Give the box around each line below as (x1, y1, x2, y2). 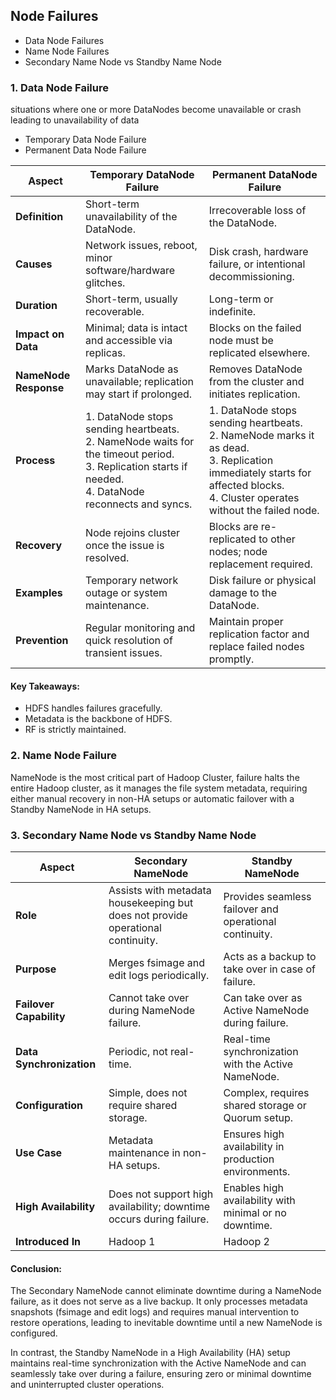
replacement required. (208, 557, 313, 571)
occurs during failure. (108, 1212, 210, 1226)
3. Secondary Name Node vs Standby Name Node (10, 828, 257, 842)
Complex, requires (223, 1085, 310, 1099)
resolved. (85, 551, 130, 565)
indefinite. (208, 305, 257, 319)
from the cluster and (208, 375, 305, 389)
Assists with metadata (108, 883, 212, 897)
